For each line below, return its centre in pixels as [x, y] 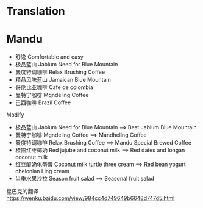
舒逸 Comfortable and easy [49, 57]
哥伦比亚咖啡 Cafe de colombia [54, 87]
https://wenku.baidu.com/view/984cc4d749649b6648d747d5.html [91, 198]
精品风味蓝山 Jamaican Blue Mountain [63, 80]
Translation [36, 11]
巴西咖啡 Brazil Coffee [43, 102]
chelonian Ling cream [42, 171]
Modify [15, 115]
